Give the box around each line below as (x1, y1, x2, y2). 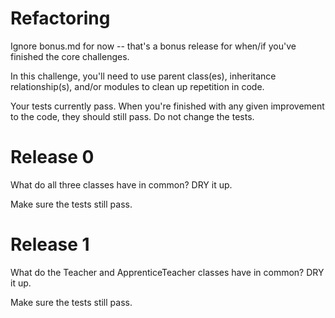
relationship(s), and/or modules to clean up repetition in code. (10, 80, 265, 92)
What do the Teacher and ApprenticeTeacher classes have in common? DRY (10, 266, 325, 278)
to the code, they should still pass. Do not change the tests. (10, 110, 255, 122)
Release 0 (10, 146, 95, 169)
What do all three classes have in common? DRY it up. (10, 178, 233, 191)
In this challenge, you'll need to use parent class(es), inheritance (10, 70, 277, 82)
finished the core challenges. (10, 50, 130, 62)
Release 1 (10, 233, 90, 256)
